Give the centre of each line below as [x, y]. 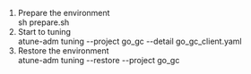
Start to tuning [44, 32]
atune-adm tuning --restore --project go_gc [99, 60]
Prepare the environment [64, 13]
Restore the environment [63, 51]
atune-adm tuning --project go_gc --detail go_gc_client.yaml [130, 41]
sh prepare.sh [43, 22]
